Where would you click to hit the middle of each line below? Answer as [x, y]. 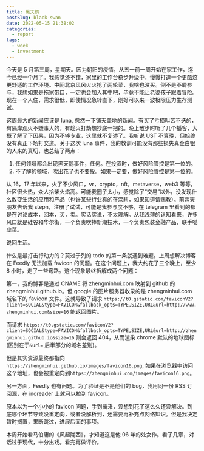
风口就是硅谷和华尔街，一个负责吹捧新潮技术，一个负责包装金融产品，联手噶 [102, 222]
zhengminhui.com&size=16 [38, 312]
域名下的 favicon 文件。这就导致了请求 [54, 299]
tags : [13, 40]
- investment [28, 52]
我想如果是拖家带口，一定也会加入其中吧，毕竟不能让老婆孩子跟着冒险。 [107, 92]
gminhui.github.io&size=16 [40, 337]
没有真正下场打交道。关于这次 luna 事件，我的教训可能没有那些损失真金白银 [101, 143]
